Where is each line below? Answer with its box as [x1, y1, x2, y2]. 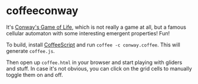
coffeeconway [6, 4, 79, 18]
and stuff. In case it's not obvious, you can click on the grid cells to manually [6, 65, 192, 72]
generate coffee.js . [6, 47, 55, 54]
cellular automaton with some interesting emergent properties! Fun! [6, 29, 170, 36]
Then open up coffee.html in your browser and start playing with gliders [6, 59, 183, 66]
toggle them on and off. [6, 71, 63, 78]
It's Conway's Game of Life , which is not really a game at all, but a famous [6, 23, 186, 31]
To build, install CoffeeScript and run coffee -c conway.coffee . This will [6, 41, 180, 48]
